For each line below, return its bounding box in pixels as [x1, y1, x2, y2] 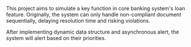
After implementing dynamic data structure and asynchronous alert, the [6, 28, 179, 35]
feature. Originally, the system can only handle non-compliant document [6, 11, 182, 18]
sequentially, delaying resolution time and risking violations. [6, 17, 150, 24]
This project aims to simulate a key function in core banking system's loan [6, 5, 185, 12]
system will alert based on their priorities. [6, 35, 106, 41]
